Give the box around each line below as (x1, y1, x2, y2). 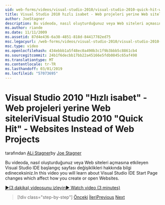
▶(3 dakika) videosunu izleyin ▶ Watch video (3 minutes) (5, 184, 120, 190)
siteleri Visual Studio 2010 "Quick (5, 113, 143, 124)
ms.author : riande (5, 26, 43, 30)
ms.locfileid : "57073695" (5, 71, 58, 76)
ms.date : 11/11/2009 (5, 30, 48, 35)
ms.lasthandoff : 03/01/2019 (5, 67, 63, 72)
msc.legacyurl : (5, 39, 36, 44)
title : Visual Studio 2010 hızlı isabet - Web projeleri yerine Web (5, 12, 148, 17)
